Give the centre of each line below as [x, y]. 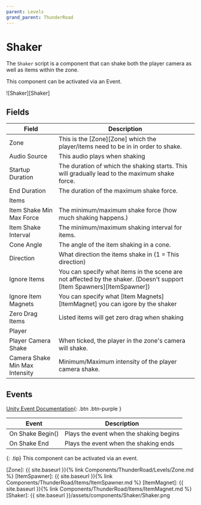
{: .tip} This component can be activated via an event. [72, 458]
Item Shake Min [31, 211]
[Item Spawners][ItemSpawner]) [105, 287]
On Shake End [29, 443]
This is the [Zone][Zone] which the [108, 139]
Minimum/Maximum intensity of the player [118, 362]
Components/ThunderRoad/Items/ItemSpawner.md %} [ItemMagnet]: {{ [95, 483]
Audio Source [28, 157]
